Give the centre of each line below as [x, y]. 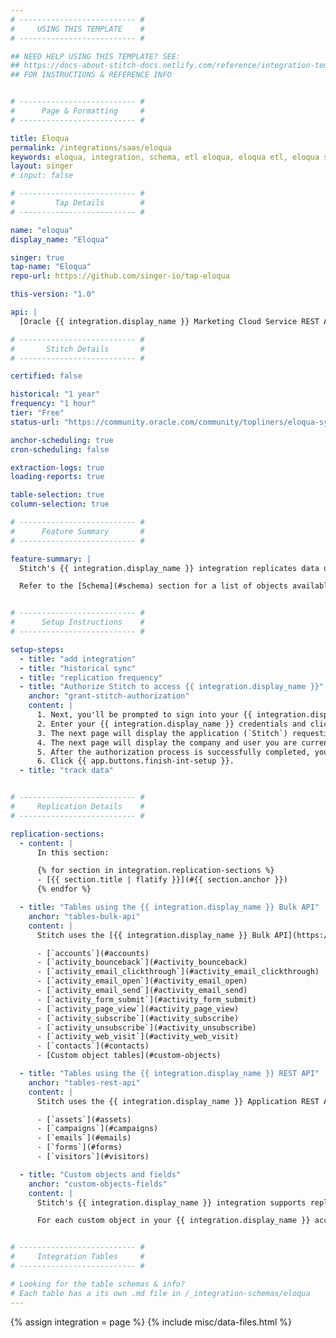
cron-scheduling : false [60, 449]
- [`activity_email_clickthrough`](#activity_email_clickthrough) [178, 972]
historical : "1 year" [55, 394]
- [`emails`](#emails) [84, 1138]
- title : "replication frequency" [91, 677]
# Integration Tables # [77, 1257]
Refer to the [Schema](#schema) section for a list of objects [153, 586]
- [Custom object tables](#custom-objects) [129, 1056]
